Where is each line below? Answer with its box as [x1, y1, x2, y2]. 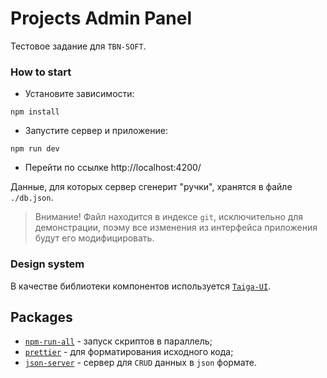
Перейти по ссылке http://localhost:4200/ [24, 162, 202, 174]
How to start [10, 65, 72, 79]
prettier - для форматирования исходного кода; [24, 346, 234, 358]
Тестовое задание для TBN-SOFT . [10, 40, 147, 52]
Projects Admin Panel [10, 7, 192, 30]
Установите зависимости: [24, 88, 135, 100]
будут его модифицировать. [34, 232, 155, 244]
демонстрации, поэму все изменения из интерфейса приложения [34, 222, 318, 234]
